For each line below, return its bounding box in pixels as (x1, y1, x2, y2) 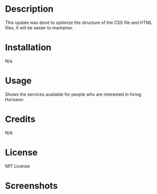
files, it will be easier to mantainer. (5, 24, 74, 30)
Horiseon (5, 96, 23, 102)
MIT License (5, 163, 30, 169)
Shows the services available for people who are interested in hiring (5, 91, 141, 97)
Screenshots (5, 180, 58, 191)
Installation (5, 42, 52, 53)
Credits (5, 114, 36, 125)
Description (5, 3, 54, 15)
